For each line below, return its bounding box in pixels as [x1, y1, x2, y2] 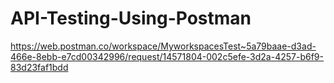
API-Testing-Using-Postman [10, 7, 252, 30]
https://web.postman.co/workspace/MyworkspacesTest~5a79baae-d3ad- [10, 40, 317, 52]
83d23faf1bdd [10, 61, 69, 73]
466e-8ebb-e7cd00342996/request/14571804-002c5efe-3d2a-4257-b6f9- [10, 50, 324, 62]
